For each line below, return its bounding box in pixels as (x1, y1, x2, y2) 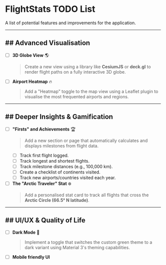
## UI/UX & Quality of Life (5, 216, 85, 224)
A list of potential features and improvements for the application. (5, 20, 136, 26)
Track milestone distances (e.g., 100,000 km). (19, 163, 113, 169)
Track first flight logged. (19, 152, 69, 158)
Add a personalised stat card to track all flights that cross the (24, 192, 149, 198)
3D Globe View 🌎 (12, 52, 49, 58)
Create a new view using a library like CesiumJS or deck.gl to (24, 63, 151, 70)
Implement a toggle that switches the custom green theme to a (24, 239, 152, 245)
